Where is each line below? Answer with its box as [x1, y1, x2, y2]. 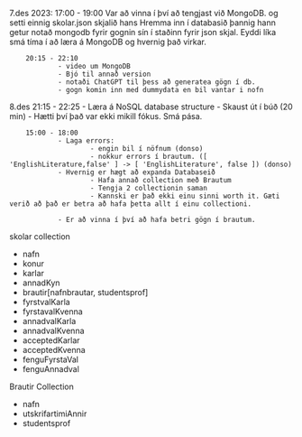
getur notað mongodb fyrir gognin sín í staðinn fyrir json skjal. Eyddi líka [9, 27, 277, 37]
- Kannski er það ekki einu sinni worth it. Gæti [89, 191, 280, 200]
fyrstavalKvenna [22, 306, 83, 317]
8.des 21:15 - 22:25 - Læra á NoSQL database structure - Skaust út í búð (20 [9, 101, 293, 112]
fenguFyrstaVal [22, 354, 79, 365]
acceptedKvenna [22, 345, 86, 355]
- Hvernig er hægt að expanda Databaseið [57, 168, 216, 177]
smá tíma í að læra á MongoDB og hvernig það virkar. [9, 36, 207, 47]
